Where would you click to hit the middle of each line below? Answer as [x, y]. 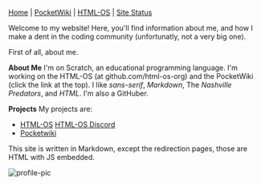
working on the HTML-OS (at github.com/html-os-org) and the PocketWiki [131, 76]
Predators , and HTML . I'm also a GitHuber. [78, 93]
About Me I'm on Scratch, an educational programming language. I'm [123, 68]
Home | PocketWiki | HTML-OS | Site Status [80, 12]
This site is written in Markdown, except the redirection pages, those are [128, 148]
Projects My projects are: [51, 109]
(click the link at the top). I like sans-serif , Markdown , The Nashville [120, 85]
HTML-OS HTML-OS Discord [67, 124]
